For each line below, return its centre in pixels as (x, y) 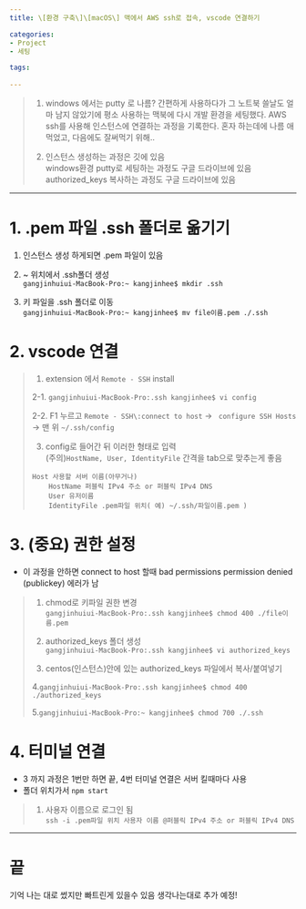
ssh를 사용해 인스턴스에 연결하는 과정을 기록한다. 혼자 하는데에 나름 (165, 126)
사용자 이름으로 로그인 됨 (89, 809)
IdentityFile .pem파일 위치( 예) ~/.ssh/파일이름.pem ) (148, 506)
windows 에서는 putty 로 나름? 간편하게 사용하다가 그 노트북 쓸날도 (165, 103)
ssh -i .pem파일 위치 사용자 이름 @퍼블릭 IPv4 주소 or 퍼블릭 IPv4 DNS (170, 821)
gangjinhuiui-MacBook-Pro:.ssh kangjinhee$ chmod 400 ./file (163, 613)
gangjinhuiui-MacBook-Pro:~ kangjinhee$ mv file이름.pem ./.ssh (145, 312)
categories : (32, 34)
